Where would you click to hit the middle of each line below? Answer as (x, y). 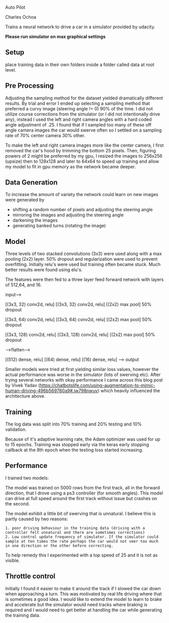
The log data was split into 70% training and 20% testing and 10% (74, 424)
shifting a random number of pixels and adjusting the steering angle (83, 210)
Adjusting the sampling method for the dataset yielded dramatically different (84, 98)
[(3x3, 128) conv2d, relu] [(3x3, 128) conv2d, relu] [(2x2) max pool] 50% (80, 335)
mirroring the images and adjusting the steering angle (68, 215)
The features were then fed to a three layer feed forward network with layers (84, 280)
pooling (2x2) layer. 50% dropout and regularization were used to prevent (81, 259)
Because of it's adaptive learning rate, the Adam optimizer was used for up (83, 439)
